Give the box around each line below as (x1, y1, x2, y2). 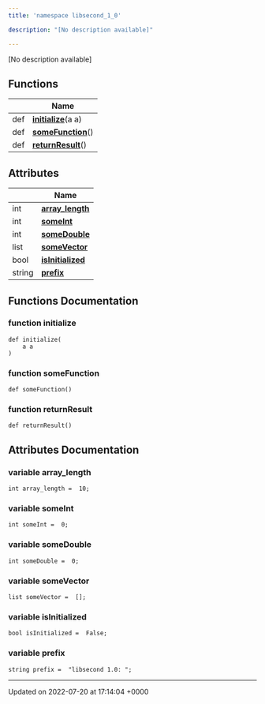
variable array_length (8, 466, 91, 477)
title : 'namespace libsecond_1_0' (8, 11, 122, 20)
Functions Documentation (8, 294, 139, 308)
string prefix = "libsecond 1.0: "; (8, 665, 132, 673)
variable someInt (8, 503, 74, 514)
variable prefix (8, 648, 65, 659)
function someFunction (8, 368, 100, 379)
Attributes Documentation (8, 443, 140, 456)
